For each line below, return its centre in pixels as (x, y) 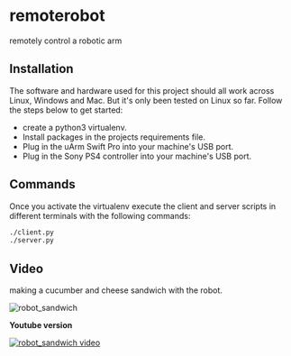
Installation (41, 69)
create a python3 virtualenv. (75, 127)
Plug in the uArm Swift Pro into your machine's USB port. (128, 146)
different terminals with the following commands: (100, 215)
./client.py (32, 232)
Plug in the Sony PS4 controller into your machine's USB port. (137, 156)
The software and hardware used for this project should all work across (142, 90)
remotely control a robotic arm (66, 41)
